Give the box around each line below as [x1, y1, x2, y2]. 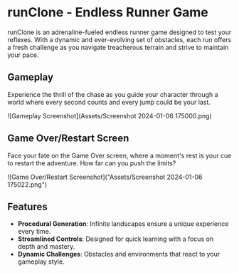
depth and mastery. [17, 242, 75, 251]
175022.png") [7, 180, 48, 189]
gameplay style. [17, 257, 65, 266]
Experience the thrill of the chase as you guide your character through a [7, 90, 218, 98]
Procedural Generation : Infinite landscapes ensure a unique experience [17, 220, 229, 228]
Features [7, 200, 48, 212]
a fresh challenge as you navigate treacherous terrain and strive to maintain [7, 43, 229, 51]
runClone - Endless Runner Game [7, 4, 208, 21]
